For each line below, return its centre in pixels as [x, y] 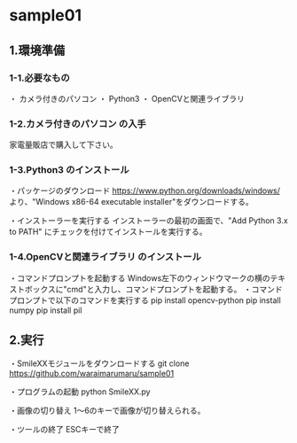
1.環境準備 [37, 50]
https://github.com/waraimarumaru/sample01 [92, 373]
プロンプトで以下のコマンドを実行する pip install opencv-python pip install [145, 300]
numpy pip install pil [46, 310]
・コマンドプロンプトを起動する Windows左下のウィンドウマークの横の [140, 278]
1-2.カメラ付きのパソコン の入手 [78, 123]
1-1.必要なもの [40, 78]
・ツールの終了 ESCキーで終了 [64, 429]
